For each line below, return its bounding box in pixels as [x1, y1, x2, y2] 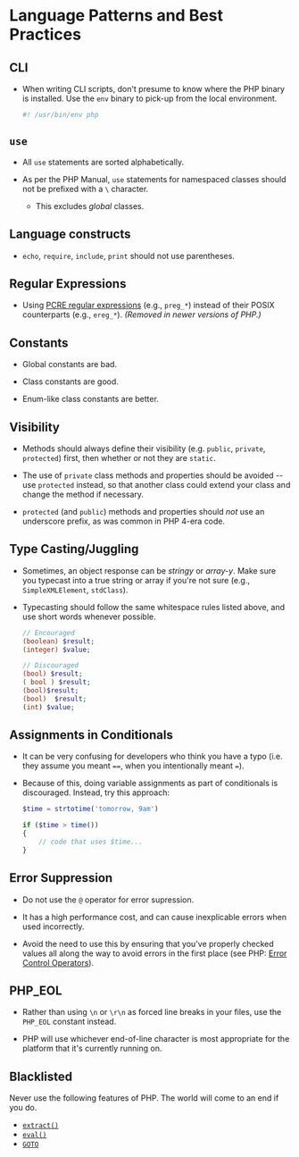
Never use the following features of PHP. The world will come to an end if [9, 1093, 279, 1103]
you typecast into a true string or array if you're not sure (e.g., [21, 574, 250, 585]
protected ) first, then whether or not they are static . [21, 452, 216, 463]
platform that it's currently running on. [21, 1043, 162, 1054]
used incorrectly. [21, 921, 85, 932]
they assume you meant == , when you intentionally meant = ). [21, 760, 245, 771]
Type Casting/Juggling [9, 541, 139, 557]
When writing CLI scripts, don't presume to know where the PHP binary [21, 84, 286, 94]
